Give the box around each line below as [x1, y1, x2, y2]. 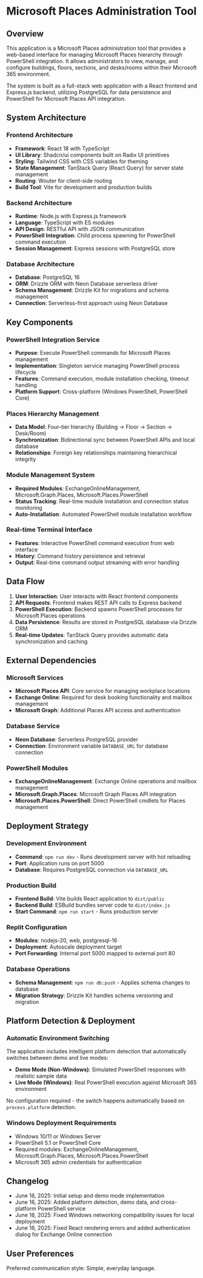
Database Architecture [6, 259, 75, 268]
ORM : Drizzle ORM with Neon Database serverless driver [15, 280, 158, 287]
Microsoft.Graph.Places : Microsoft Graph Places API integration [15, 790, 177, 797]
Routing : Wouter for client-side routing [15, 177, 112, 184]
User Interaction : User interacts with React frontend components [15, 593, 179, 600]
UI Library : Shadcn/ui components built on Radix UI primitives [15, 151, 170, 159]
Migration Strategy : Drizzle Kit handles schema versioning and [15, 992, 173, 999]
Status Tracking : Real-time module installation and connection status [15, 497, 189, 505]
